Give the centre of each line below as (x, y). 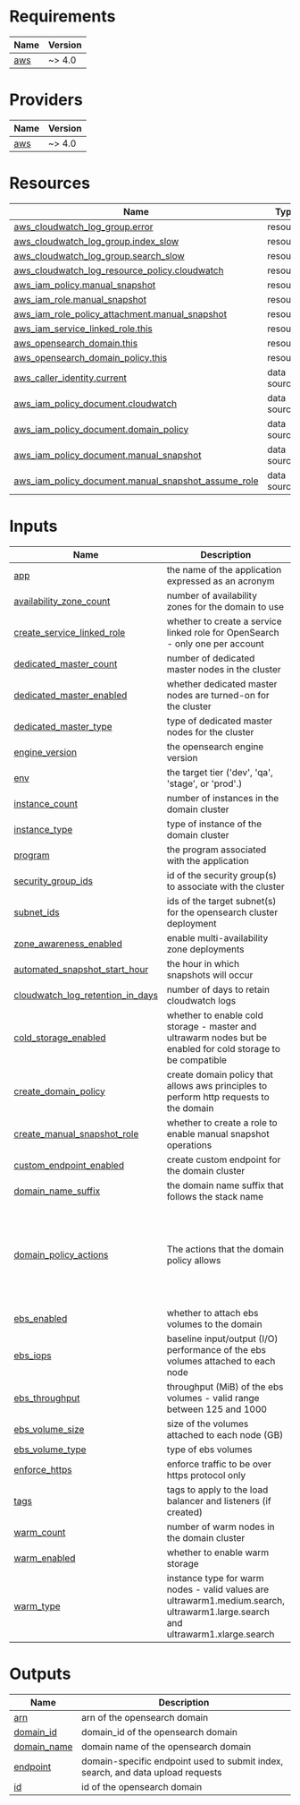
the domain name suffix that (225, 1185)
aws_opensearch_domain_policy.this (91, 357)
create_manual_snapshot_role (76, 1133)
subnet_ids (37, 912)
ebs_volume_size (49, 1429)
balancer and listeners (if (219, 1501)
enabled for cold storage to (224, 1048)
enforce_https (43, 1469)
